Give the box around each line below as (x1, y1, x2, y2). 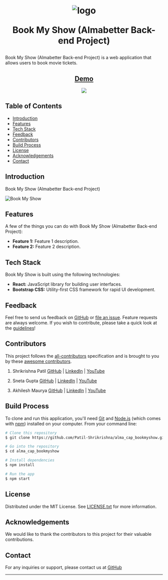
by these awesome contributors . (5, 358, 72, 364)
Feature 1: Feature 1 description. (12, 238, 79, 244)
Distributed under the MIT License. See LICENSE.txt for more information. (5, 503, 157, 509)
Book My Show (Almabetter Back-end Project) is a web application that (5, 55, 151, 61)
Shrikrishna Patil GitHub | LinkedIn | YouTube (12, 368, 105, 374)
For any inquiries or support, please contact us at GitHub (5, 564, 122, 570)
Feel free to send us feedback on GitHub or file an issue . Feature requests (5, 315, 157, 321)
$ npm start (5, 476, 30, 481)
